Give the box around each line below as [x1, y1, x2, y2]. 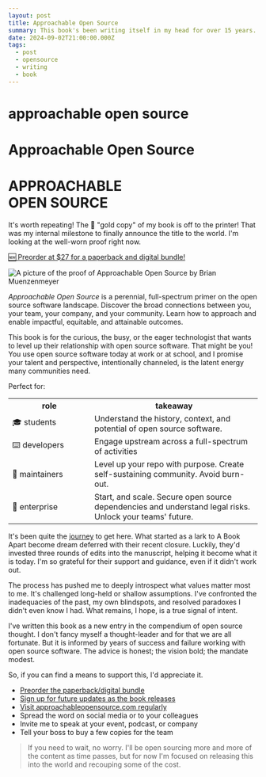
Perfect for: [8, 381, 46, 390]
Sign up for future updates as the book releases [19, 694, 176, 703]
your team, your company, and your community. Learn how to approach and [8, 308, 257, 318]
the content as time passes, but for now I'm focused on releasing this [27, 751, 253, 760]
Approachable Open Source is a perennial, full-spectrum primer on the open [8, 291, 257, 301]
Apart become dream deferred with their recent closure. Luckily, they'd [8, 539, 240, 549]
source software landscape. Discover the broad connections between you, [8, 300, 252, 310]
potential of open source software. [94, 423, 223, 434]
